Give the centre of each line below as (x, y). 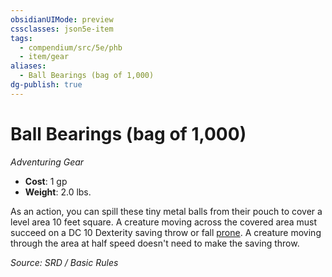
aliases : (28, 66)
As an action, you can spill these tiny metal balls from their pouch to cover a (166, 211)
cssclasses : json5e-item (62, 29)
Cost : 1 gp (46, 181)
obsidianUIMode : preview (62, 19)
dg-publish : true (46, 85)
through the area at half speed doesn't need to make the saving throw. (155, 243)
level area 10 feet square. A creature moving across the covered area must (163, 222)
